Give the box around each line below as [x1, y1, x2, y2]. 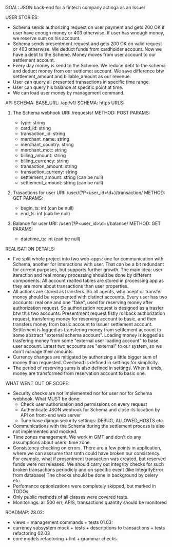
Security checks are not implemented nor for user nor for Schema [12, 390, 152, 396]
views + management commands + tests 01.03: [12, 519, 113, 525]
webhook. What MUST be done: [12, 395, 81, 402]
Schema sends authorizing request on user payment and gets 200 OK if [12, 24, 165, 30]
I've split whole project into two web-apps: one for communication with [12, 256, 164, 261]
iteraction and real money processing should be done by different [12, 272, 151, 278]
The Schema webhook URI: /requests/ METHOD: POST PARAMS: [12, 110, 150, 116]
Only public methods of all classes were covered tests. [12, 494, 129, 500]
